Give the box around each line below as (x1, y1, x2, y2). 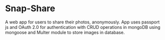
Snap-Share (5, 3, 56, 14)
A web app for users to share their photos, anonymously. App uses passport (5, 19, 160, 25)
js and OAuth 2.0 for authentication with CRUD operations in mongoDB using (5, 24, 161, 30)
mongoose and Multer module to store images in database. (5, 29, 125, 35)
